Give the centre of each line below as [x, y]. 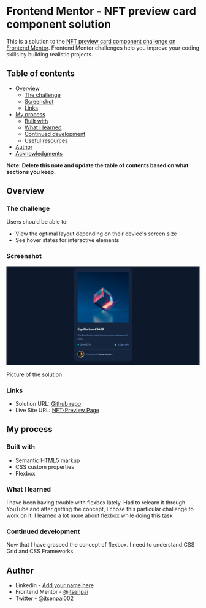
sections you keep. [31, 172]
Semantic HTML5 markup [48, 460]
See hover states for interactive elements [67, 240]
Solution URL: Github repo [48, 403]
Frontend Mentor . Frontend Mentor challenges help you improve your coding [103, 48]
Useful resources [46, 140]
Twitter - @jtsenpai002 [44, 598]
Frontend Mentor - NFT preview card [101, 11]
